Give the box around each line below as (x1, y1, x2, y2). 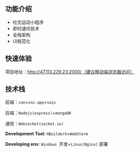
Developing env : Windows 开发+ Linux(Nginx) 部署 (5, 141, 108, 147)
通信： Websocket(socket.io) (5, 121, 64, 127)
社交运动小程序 (12, 19, 44, 25)
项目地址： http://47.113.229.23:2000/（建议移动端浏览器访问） (5, 69, 135, 75)
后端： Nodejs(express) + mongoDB (5, 110, 72, 116)
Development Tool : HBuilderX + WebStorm (5, 131, 88, 137)
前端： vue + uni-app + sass (5, 99, 56, 105)
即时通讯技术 (12, 25, 39, 31)
